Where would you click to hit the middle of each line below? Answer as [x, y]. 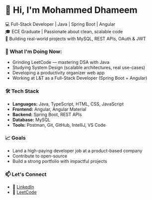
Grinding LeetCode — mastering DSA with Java [61, 62]
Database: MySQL [31, 120]
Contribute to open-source [40, 156]
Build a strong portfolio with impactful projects [60, 161]
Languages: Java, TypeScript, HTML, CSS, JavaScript [68, 104]
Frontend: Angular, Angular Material [49, 109]
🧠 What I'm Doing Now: [34, 51]
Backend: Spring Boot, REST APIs [47, 114]
